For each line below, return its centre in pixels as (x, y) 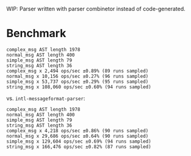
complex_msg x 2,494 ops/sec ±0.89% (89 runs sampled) (77, 71)
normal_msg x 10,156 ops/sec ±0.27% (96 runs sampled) (77, 76)
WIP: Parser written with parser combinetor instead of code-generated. (96, 9)
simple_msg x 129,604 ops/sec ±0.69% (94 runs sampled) (79, 141)
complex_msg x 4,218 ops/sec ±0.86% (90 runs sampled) (77, 130)
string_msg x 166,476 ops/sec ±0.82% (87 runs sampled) (79, 147)
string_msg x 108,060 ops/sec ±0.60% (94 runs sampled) (79, 87)
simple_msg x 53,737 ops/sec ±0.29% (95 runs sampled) (77, 82)
